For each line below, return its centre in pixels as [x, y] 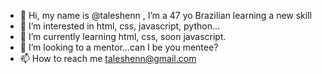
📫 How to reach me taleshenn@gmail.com [108, 58]
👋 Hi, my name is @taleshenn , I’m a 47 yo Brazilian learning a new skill [165, 15]
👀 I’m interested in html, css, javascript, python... [120, 26]
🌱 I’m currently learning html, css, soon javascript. [123, 36]
